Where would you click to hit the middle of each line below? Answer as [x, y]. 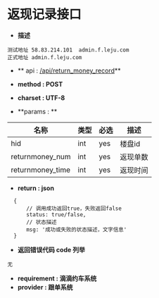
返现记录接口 [45, 14]
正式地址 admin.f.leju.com [45, 57]
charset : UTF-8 [41, 98]
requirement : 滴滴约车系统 [57, 278]
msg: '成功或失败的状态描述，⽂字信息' [76, 230]
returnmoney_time [41, 170]
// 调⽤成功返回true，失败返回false [74, 209]
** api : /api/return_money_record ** [69, 70]
